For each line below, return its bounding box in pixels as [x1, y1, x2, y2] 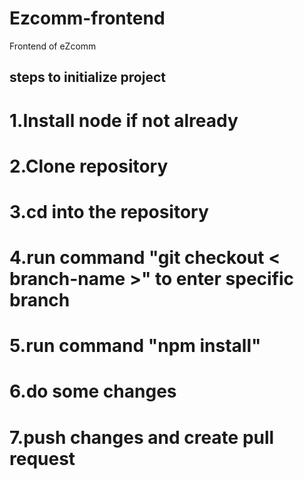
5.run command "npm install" [9, 335, 262, 357]
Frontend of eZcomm [9, 40, 97, 52]
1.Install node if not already [9, 109, 239, 132]
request [9, 447, 76, 470]
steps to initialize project [9, 69, 166, 86]
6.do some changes [9, 380, 177, 403]
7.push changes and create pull [9, 426, 275, 449]
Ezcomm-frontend [9, 7, 166, 30]
